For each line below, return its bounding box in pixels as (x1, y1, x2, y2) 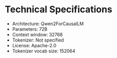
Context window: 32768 (12, 31, 63, 37)
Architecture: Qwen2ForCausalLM (12, 21, 84, 27)
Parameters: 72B (12, 26, 48, 32)
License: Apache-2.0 (12, 42, 57, 48)
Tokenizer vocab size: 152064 (12, 48, 76, 54)
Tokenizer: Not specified (12, 37, 64, 43)
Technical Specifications (5, 4, 113, 15)
